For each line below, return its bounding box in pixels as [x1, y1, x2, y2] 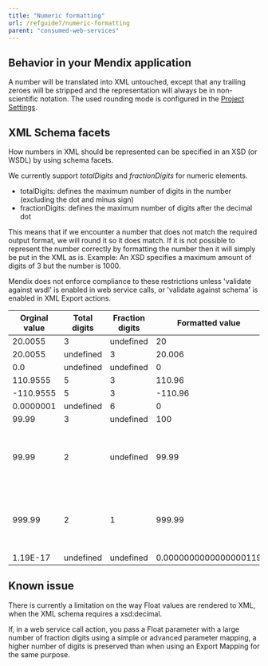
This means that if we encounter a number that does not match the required [8, 227, 258, 236]
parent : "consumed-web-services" [8, 26, 120, 34]
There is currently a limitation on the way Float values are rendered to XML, [8, 600, 256, 610]
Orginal [19, 313, 49, 323]
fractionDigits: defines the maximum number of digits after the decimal [19, 203, 253, 212]
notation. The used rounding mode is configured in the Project [39, 94, 245, 104]
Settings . [8, 103, 37, 112]
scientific [8, 94, 38, 104]
